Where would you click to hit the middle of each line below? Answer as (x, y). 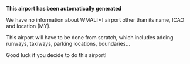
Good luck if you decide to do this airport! (56, 55)
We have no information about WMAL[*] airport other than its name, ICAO (95, 20)
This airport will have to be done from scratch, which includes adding (90, 37)
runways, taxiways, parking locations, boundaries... (68, 44)
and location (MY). (28, 26)
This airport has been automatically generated (64, 9)
